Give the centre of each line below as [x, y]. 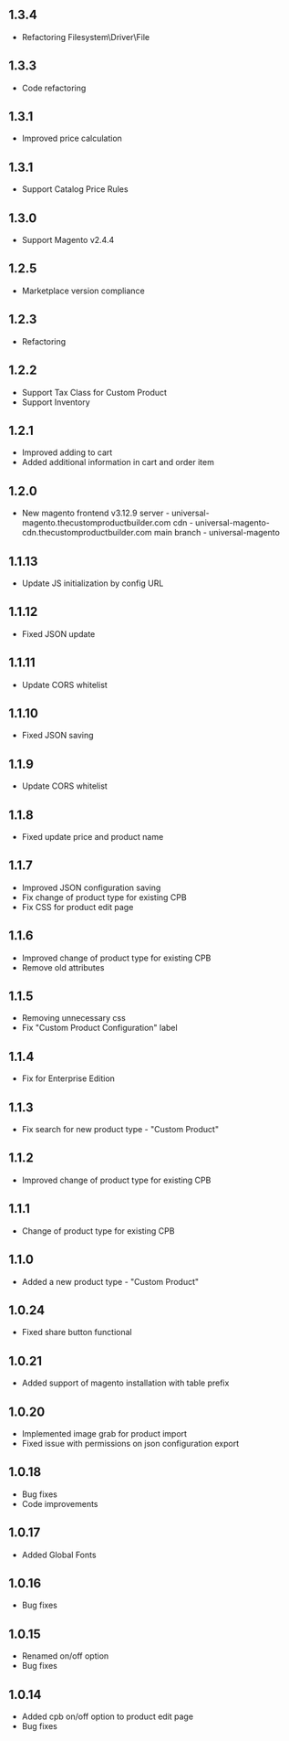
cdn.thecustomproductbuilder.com [87, 533]
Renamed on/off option [65, 1656]
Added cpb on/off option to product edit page [107, 1716]
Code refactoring [54, 88]
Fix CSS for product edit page [77, 907]
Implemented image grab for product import [104, 1433]
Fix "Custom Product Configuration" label [100, 1028]
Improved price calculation [72, 138]
